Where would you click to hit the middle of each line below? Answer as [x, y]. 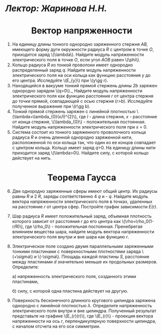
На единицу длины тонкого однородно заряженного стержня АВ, [80, 44]
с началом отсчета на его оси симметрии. [56, 326]
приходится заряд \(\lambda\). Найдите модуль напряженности [78, 55]
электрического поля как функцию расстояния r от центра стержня [83, 96]
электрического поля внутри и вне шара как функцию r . [71, 237]
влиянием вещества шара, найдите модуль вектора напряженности [83, 232]
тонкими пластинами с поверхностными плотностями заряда [76, 252]
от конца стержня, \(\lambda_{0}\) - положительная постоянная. [79, 122]
